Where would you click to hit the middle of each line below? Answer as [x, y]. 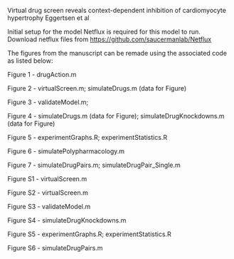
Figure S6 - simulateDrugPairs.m [55, 248]
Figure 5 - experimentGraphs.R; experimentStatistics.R [87, 137]
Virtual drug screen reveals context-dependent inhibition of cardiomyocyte [117, 10]
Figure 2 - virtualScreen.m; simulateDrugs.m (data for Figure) [97, 88]
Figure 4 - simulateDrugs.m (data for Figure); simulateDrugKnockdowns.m [116, 116]
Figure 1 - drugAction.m [42, 75]
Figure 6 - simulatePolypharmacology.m [66, 151]
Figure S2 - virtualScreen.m [48, 193]
